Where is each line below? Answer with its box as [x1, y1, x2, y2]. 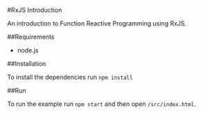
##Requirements [7, 33, 55, 41]
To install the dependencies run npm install [7, 73, 133, 81]
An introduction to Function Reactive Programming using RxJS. [7, 19, 187, 27]
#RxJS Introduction [7, 6, 62, 14]
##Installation [7, 60, 46, 68]
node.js [17, 46, 39, 54]
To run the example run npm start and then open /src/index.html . [7, 100, 196, 108]
